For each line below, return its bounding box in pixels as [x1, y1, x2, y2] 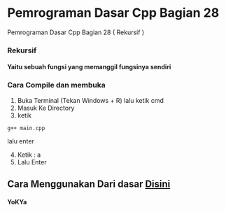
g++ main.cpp [7, 125, 45, 132]
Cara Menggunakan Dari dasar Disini [7, 178, 171, 190]
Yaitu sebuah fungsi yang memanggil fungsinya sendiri [7, 63, 171, 71]
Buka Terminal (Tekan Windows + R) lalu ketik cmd [17, 96, 164, 104]
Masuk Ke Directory [17, 104, 75, 112]
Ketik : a [17, 150, 41, 159]
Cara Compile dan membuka [7, 80, 106, 90]
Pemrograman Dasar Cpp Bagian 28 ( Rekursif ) [7, 28, 145, 36]
